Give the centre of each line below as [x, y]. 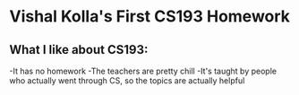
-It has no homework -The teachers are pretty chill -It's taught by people [143, 71]
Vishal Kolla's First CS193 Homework [150, 17]
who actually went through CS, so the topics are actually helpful [127, 81]
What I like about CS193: [79, 50]
